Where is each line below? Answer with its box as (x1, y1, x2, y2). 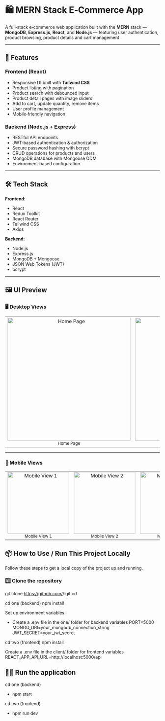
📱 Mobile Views (5, 460, 43, 467)
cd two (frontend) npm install (5, 639, 64, 645)
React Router (12, 216, 39, 221)
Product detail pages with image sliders (12, 95, 92, 101)
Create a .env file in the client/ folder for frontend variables (5, 649, 124, 654)
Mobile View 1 (24, 533, 53, 539)
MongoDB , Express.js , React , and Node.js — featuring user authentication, (5, 29, 159, 35)
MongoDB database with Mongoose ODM (12, 155, 97, 161)
